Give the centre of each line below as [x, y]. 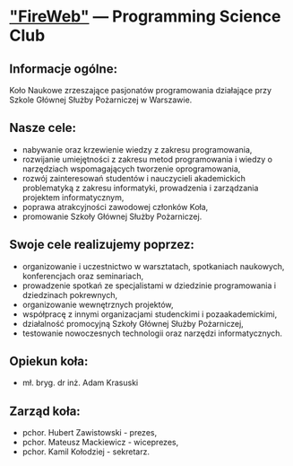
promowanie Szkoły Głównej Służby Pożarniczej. [112, 216]
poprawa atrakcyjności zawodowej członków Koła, [115, 207]
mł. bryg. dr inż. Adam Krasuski [80, 382]
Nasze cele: [43, 128]
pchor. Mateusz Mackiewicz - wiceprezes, [100, 443]
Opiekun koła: [49, 361]
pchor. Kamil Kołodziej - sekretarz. [86, 452]
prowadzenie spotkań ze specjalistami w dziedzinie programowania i [149, 286]
